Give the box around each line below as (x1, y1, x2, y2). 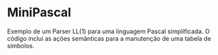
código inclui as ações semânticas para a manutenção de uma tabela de (7, 34, 211, 42)
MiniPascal (7, 5, 72, 20)
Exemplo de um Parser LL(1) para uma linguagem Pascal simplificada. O (7, 27, 210, 35)
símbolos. (7, 41, 35, 50)
